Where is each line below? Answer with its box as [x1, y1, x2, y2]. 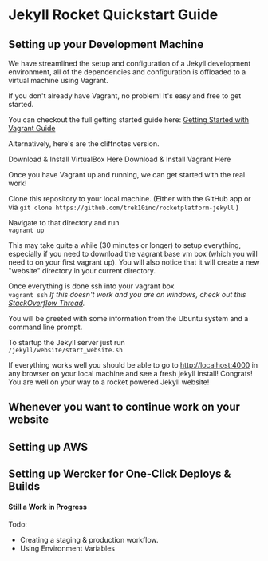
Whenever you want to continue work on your [8, 400, 241, 414]
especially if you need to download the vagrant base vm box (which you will [8, 249, 258, 258]
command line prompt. [8, 322, 83, 332]
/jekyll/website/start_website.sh [8, 346, 124, 354]
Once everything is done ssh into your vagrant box [8, 281, 175, 291]
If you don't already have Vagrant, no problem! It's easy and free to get [8, 91, 242, 101]
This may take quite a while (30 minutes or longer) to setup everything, [8, 241, 242, 249]
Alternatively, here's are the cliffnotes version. [8, 139, 160, 149]
